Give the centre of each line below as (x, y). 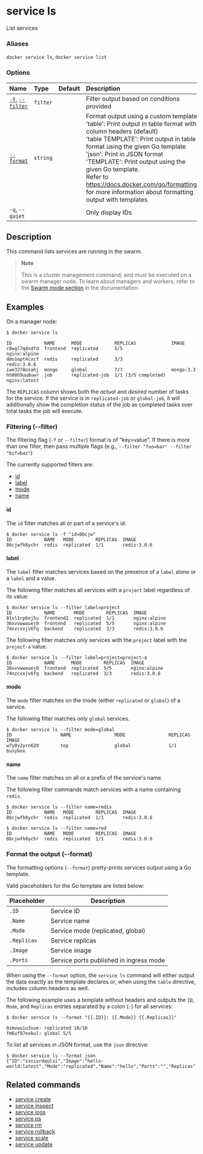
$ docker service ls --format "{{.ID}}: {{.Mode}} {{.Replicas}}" (92, 1017)
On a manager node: (32, 322)
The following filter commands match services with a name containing (94, 789)
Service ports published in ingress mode (108, 960)
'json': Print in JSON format (125, 154)
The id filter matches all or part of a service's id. (66, 523)
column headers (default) (122, 131)
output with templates (117, 200)
